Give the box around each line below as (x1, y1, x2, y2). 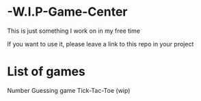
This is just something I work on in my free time (7, 27, 140, 35)
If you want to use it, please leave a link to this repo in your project (7, 40, 194, 48)
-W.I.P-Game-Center (7, 4, 128, 20)
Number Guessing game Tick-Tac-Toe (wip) (7, 86, 131, 94)
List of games (7, 64, 85, 79)
